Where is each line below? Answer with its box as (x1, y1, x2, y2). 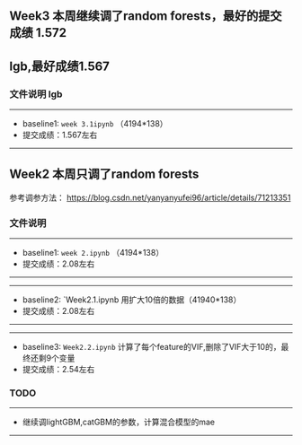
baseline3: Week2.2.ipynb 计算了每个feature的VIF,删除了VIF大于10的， (22, 342, 281, 353)
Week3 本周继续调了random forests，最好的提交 (9, 8, 282, 24)
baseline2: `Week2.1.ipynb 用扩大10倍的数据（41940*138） (22, 294, 242, 305)
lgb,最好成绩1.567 (9, 58, 111, 74)
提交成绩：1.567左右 (22, 129, 98, 141)
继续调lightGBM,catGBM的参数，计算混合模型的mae (22, 416, 216, 428)
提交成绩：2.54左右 (22, 364, 95, 375)
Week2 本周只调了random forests (9, 167, 200, 182)
